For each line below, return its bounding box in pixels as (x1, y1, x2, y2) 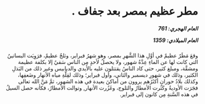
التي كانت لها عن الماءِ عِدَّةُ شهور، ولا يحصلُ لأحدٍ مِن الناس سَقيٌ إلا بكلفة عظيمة (18, 58, 198, 66)
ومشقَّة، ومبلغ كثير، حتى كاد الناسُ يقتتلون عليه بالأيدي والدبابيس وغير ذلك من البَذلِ (12, 65, 198, 72)
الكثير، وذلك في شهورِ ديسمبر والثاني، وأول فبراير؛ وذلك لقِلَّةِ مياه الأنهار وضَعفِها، (17, 71, 198, 78)
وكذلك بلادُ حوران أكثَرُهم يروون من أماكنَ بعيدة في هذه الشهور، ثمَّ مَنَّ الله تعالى (18, 78, 198, 85)
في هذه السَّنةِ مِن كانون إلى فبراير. (120, 91, 198, 98)
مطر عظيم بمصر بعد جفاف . (71, 4, 198, 18)
